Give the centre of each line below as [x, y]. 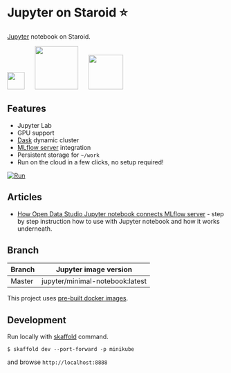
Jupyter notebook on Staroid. [49, 36]
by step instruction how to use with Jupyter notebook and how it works [118, 221]
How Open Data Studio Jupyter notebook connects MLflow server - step [121, 213]
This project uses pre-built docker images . [68, 298]
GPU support [36, 133]
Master [22, 281]
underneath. [35, 229]
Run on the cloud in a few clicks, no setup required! [90, 162]
